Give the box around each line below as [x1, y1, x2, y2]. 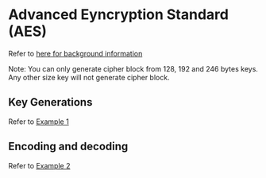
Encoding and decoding [8, 140, 129, 153]
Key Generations [8, 95, 93, 109]
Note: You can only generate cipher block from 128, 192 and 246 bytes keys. [8, 64, 258, 73]
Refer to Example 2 [8, 161, 71, 170]
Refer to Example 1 [8, 117, 69, 126]
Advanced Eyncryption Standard [8, 6, 229, 24]
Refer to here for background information [8, 48, 143, 58]
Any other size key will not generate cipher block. [8, 72, 170, 82]
